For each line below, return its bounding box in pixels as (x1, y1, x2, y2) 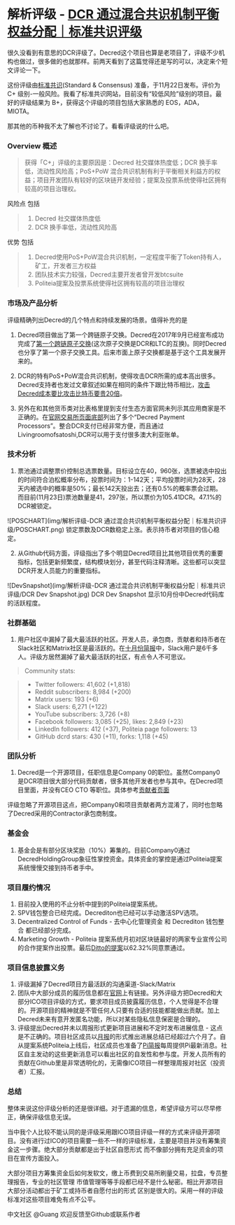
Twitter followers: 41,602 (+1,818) (34, 680, 131, 689)
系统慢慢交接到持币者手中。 (17, 863, 98, 871)
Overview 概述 (7, 141, 57, 150)
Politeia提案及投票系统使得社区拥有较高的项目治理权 (34, 279, 185, 288)
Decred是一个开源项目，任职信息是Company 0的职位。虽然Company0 (17, 768, 220, 777)
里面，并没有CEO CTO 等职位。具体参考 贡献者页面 (23, 785, 170, 794)
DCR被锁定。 (17, 501, 56, 510)
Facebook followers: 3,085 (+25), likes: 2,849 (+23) (34, 717, 184, 726)
